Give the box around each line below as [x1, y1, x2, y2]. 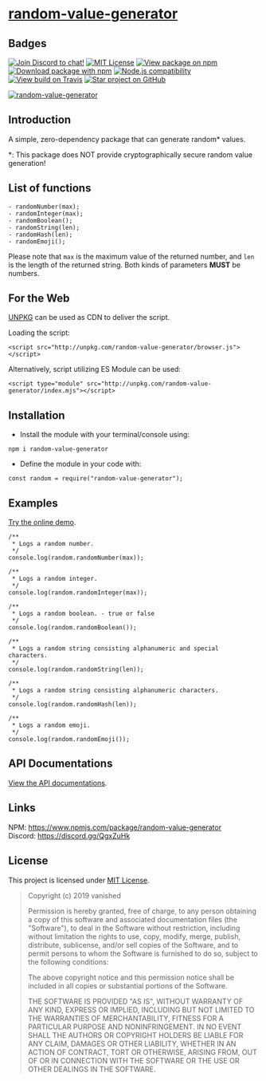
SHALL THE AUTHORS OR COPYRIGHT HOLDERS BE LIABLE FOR [27, 1030, 244, 1040]
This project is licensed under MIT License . [8, 875, 150, 885]
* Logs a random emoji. [11, 721, 91, 730]
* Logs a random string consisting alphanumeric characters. [11, 687, 219, 695]
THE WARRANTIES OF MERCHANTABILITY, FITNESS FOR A [27, 1013, 225, 1023]
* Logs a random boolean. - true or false [11, 610, 155, 618]
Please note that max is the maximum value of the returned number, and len [8, 251, 255, 261]
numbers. [8, 268, 40, 278]
